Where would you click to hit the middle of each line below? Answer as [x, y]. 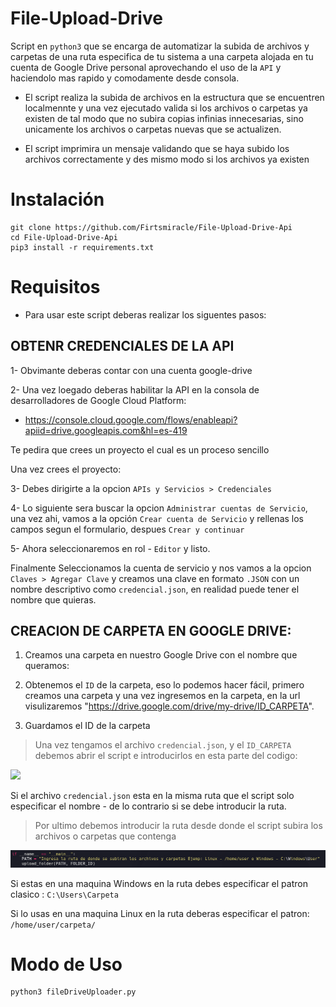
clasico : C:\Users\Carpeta [64, 894]
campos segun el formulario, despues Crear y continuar [127, 529]
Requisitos [55, 287]
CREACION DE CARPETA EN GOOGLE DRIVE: [151, 631]
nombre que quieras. [53, 599]
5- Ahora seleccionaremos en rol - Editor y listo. [110, 548]
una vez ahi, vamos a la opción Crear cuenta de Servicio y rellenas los [157, 518]
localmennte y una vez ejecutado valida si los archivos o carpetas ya [166, 108]
